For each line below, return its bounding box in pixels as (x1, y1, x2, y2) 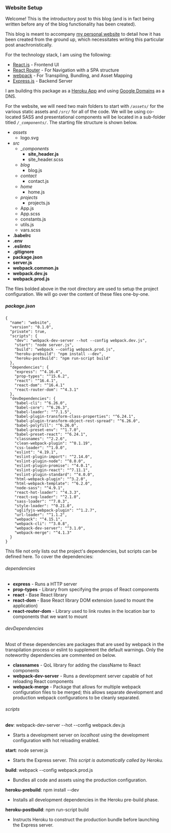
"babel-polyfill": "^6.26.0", (14, 423, 79, 428)
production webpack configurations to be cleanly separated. (12, 694, 140, 701)
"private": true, (10, 329, 47, 335)
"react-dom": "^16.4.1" (14, 383, 65, 388)
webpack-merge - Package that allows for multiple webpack (12, 683, 141, 689)
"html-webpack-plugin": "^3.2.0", (14, 477, 88, 482)
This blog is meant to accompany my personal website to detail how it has (5, 31, 161, 37)
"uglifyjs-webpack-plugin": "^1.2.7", (14, 508, 97, 513)
